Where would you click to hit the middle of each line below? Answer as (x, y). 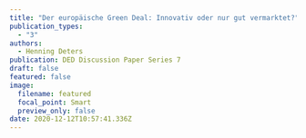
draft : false (34, 69)
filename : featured (55, 94)
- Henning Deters (51, 52)
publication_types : (46, 26)
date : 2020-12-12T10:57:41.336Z (71, 119)
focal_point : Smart (55, 102)
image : (22, 85)
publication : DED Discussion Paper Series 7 (95, 60)
